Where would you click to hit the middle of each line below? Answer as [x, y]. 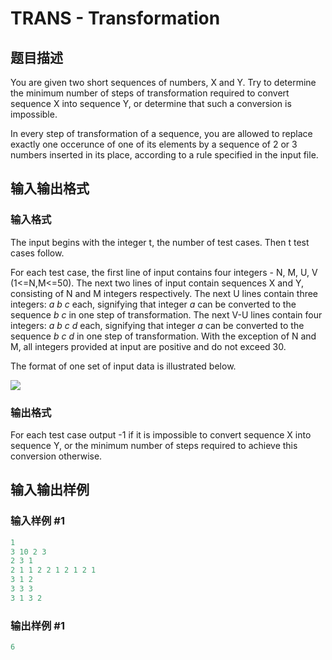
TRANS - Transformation [115, 18]
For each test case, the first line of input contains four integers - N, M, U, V [164, 272]
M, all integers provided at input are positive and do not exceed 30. [148, 346]
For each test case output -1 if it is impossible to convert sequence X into [161, 434]
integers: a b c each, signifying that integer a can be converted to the [153, 304]
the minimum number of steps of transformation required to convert [150, 93]
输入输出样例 [50, 490]
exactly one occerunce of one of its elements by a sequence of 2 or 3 [154, 144]
